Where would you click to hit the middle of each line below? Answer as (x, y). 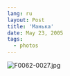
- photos (26, 46)
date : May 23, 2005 (35, 33)
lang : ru (20, 13)
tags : (15, 39)
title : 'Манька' (30, 26)
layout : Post (26, 20)
